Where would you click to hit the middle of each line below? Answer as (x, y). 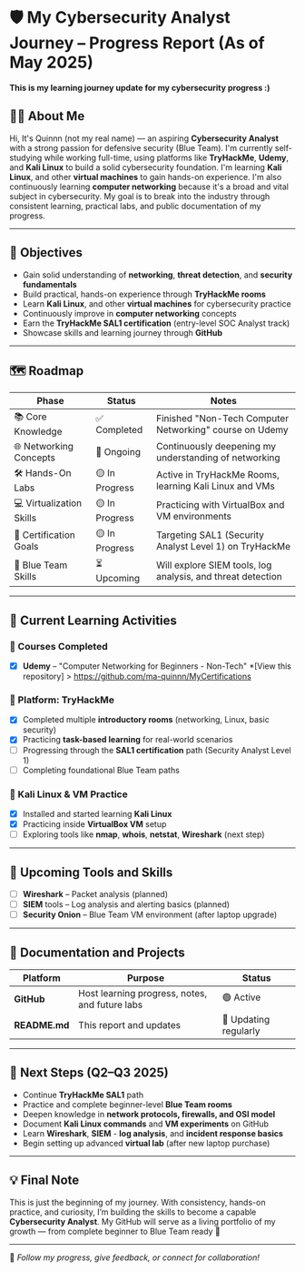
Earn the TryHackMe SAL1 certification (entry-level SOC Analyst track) (156, 323)
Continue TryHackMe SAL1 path (83, 1095)
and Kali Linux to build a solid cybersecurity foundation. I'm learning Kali (146, 167)
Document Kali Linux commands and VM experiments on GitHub (146, 1124)
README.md (42, 1025)
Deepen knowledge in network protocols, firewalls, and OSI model (149, 1114)
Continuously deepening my (216, 447)
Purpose (146, 977)
